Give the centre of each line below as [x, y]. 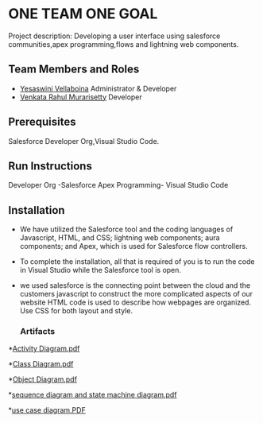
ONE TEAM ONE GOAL [83, 14]
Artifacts [37, 332]
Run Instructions [50, 166]
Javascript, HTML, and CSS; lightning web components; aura [120, 238]
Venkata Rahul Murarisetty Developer [81, 97]
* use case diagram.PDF [47, 410]
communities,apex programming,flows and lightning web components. [124, 44]
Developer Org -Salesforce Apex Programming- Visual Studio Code [118, 185]
